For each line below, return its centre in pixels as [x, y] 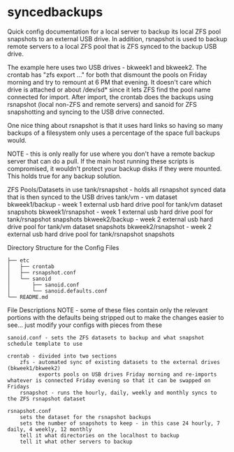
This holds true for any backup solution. [65, 176]
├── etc [19, 260]
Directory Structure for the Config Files [63, 247]
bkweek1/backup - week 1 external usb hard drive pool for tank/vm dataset [115, 204]
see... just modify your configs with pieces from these [85, 325]
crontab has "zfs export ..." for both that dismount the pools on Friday [107, 75]
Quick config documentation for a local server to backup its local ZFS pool [114, 31]
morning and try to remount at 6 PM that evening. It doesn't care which [109, 82]
